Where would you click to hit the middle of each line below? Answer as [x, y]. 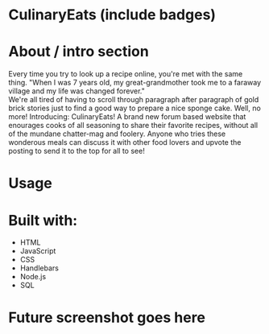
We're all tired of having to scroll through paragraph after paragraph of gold [134, 100]
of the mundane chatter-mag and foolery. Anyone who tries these [117, 134]
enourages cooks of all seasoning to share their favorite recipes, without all [133, 126]
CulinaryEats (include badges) [112, 15]
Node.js [33, 277]
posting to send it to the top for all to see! [77, 151]
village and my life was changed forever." [77, 91]
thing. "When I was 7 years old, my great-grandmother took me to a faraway [135, 83]
